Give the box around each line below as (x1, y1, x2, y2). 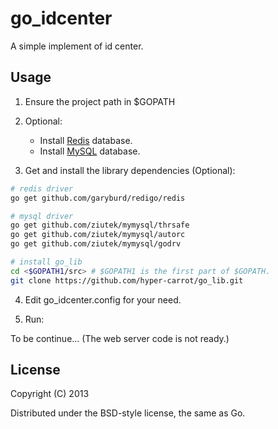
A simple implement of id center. (10, 40, 144, 52)
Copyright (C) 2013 (10, 388, 90, 400)
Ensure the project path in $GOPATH (24, 95, 176, 107)
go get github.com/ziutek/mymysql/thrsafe (10, 220, 190, 231)
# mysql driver (10, 211, 74, 221)
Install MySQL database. (39, 145, 141, 157)
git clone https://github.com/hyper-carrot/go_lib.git (10, 275, 244, 286)
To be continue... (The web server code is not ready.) (10, 332, 230, 344)
